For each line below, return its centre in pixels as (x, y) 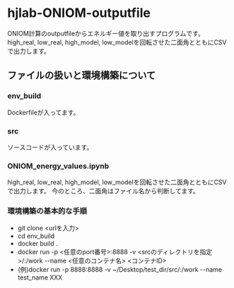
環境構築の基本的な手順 (47, 211)
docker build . (37, 243)
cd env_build (36, 236)
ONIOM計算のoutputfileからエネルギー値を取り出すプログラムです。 (106, 33)
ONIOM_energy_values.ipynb (58, 166)
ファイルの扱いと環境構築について (82, 76)
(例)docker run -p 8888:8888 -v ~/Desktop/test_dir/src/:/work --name (120, 269)
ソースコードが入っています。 (50, 147)
